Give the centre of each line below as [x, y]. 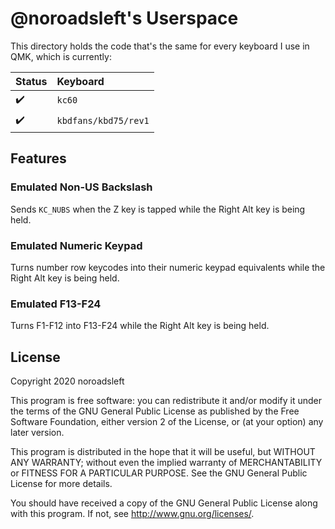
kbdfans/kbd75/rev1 [103, 121]
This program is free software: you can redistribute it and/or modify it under [166, 401]
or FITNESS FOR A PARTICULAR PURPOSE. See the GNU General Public [159, 473]
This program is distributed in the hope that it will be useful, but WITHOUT [163, 452]
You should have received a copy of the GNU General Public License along [164, 503]
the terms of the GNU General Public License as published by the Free [155, 411]
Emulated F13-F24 [56, 304]
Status [31, 81]
